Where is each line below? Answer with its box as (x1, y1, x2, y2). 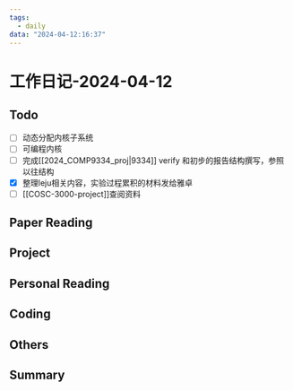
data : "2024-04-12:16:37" (9, 30, 106, 39)
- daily (17, 22, 47, 30)
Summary (9, 368, 65, 383)
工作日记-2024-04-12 (9, 71, 173, 91)
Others (9, 337, 49, 352)
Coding (9, 307, 51, 322)
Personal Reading (9, 275, 110, 291)
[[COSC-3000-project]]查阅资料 (22, 188, 142, 199)
